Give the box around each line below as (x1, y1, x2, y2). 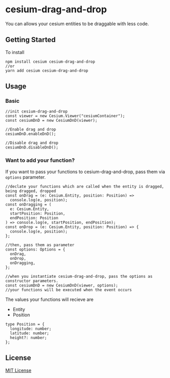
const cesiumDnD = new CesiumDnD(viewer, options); (5, 282, 118, 288)
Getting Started (5, 35, 56, 44)
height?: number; (10, 335, 47, 340)
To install (5, 49, 25, 55)
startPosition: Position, (10, 211, 66, 216)
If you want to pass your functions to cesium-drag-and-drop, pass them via (5, 168, 165, 175)
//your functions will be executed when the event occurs (5, 287, 132, 292)
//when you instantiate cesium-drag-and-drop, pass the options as (5, 274, 153, 279)
